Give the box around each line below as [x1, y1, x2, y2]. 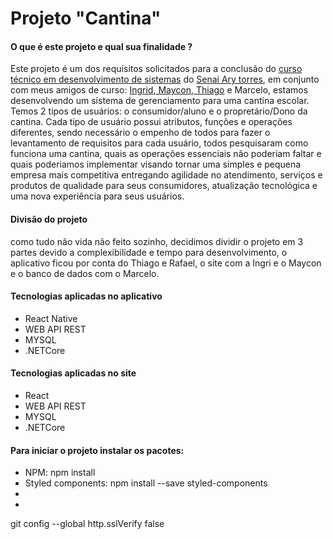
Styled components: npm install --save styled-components [24, 477, 268, 489]
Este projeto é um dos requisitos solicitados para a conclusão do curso [10, 63, 303, 75]
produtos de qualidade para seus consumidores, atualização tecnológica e [10, 180, 318, 192]
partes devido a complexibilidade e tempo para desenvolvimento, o [10, 246, 288, 258]
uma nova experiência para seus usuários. [10, 190, 185, 202]
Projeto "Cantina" [10, 7, 162, 30]
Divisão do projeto [10, 213, 88, 225]
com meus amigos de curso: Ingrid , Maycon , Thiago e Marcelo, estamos [10, 84, 309, 96]
